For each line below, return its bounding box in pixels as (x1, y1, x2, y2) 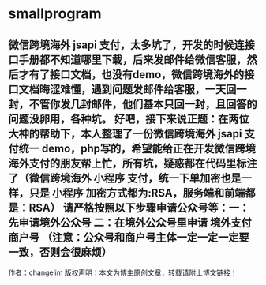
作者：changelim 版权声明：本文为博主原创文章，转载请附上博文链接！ (8, 268, 238, 277)
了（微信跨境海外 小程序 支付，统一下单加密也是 (8, 171, 242, 185)
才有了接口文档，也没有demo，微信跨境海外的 (18, 68, 245, 81)
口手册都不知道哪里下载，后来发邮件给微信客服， (8, 53, 247, 66)
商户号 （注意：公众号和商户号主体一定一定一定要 (8, 231, 249, 244)
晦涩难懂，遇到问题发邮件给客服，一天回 (39, 82, 237, 96)
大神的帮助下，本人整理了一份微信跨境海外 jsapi (8, 127, 242, 141)
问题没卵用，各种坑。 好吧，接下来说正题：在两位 (8, 112, 249, 126)
